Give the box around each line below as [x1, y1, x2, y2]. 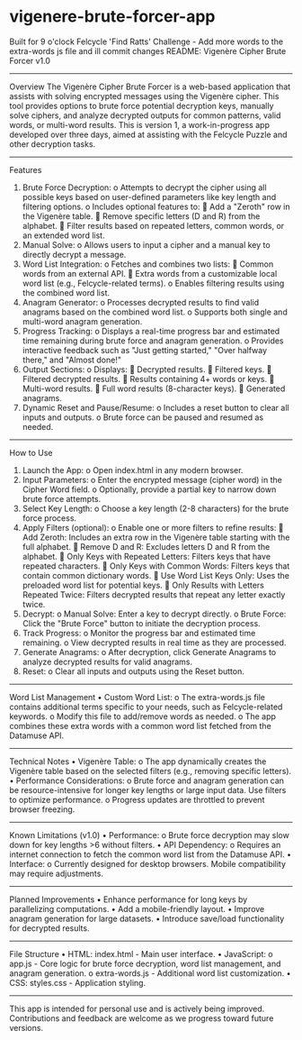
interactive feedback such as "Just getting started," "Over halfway [22, 344, 268, 355]
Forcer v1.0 [9, 55, 51, 66]
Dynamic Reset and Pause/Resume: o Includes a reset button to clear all [22, 402, 289, 413]
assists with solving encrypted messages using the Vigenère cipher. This [9, 90, 280, 101]
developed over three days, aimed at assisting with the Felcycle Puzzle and [9, 129, 288, 140]
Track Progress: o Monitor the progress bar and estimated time [22, 627, 256, 638]
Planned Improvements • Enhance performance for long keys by [9, 894, 248, 905]
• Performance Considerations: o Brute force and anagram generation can [9, 775, 285, 786]
